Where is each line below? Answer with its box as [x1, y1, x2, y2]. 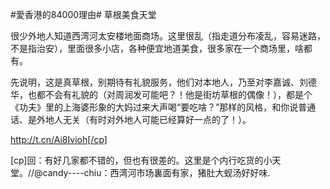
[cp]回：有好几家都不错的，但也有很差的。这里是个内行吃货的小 [10, 154, 273, 166]
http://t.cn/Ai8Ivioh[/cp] [10, 134, 108, 145]
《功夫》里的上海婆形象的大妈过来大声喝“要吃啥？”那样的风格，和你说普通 [10, 101, 317, 113]
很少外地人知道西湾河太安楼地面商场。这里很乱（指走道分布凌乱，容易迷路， [10, 30, 326, 42]
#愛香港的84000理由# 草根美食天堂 [10, 9, 157, 20]
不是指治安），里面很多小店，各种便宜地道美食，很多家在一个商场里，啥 [10, 43, 304, 54]
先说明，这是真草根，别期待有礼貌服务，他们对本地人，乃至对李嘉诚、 [10, 76, 300, 88]
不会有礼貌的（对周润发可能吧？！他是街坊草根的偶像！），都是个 [44, 89, 313, 100]
